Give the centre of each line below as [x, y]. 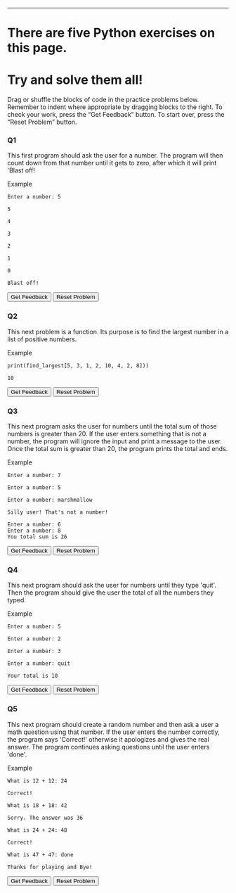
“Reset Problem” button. [42, 122]
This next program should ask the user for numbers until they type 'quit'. [112, 585]
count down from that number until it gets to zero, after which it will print [112, 163]
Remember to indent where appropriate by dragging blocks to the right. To [115, 107]
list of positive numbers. [42, 339]
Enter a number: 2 [34, 639]
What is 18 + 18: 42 [38, 805]
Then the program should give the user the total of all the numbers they [111, 593]
